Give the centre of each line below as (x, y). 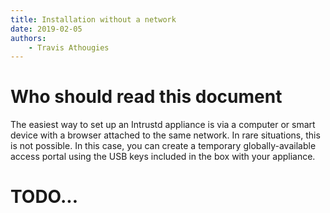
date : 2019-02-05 (46, 29)
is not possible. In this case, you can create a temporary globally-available (163, 146)
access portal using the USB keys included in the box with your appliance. (163, 157)
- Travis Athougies (69, 47)
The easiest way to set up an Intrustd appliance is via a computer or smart (163, 125)
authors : (28, 38)
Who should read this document (146, 97)
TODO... (44, 197)
